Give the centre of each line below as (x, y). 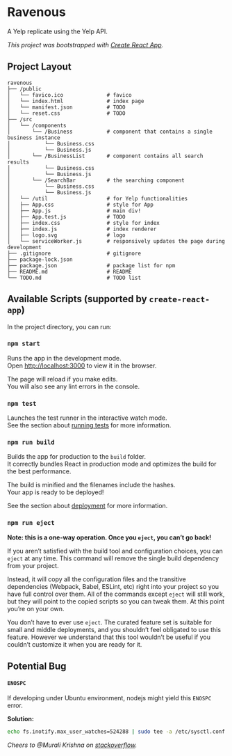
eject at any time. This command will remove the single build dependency (113, 558)
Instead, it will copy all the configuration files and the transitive (97, 579)
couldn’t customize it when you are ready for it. (75, 644)
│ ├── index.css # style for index (83, 223)
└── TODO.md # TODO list (74, 278)
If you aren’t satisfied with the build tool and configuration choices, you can (115, 551)
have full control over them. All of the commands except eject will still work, (116, 594)
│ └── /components (37, 125)
